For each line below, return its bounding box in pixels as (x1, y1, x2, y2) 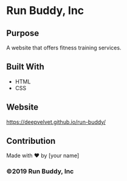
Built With (6, 62, 44, 72)
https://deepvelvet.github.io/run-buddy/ (6, 118, 106, 126)
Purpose (6, 28, 39, 38)
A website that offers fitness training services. (6, 44, 122, 51)
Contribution (6, 136, 56, 146)
